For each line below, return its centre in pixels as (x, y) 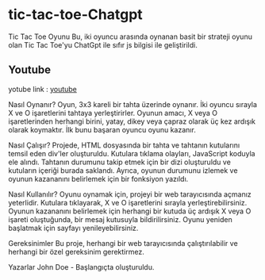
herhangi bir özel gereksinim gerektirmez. (76, 251)
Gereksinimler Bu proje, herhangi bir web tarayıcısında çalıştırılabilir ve (123, 243)
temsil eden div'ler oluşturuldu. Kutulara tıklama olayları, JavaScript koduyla (132, 153)
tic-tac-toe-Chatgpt (75, 15)
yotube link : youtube (43, 89)
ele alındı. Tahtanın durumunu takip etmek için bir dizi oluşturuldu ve (120, 162)
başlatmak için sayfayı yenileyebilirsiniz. (73, 228)
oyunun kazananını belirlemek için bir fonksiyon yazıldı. (98, 178)
